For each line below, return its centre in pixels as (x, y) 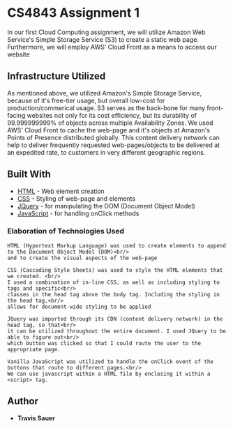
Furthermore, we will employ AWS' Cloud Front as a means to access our (112, 47)
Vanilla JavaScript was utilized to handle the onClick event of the (111, 361)
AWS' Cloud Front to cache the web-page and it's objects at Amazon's (109, 130)
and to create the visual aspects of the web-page (82, 258)
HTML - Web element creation (61, 191)
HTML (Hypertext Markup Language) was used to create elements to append (117, 245)
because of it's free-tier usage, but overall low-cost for (86, 100)
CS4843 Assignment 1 (74, 13)
